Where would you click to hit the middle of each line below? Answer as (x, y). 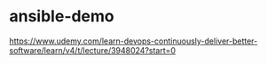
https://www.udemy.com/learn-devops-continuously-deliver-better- (133, 41)
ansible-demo (62, 16)
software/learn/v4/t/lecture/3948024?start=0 (92, 50)
